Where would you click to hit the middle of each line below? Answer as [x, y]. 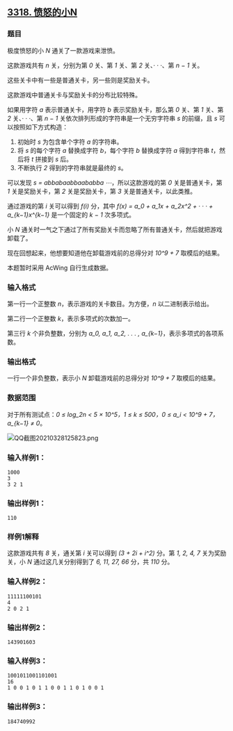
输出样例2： [27, 627]
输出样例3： [27, 707]
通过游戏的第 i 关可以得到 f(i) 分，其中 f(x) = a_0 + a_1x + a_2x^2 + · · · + [110, 206]
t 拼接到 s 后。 [52, 159]
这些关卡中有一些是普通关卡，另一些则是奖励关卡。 [80, 80]
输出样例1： [27, 503]
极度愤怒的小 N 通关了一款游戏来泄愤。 [63, 50]
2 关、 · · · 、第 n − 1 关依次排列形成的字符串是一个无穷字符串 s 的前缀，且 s [112, 118]
